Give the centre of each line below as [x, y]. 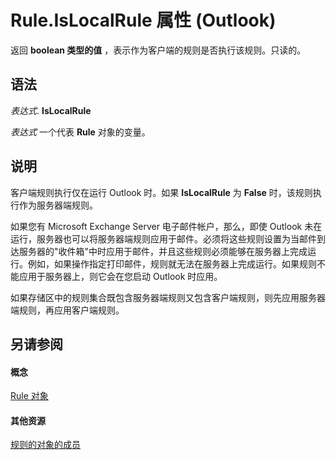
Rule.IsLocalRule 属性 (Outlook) [143, 20]
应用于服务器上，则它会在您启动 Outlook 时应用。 [120, 276]
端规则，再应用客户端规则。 [67, 310]
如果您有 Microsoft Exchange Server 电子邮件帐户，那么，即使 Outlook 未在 [166, 226]
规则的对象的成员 [45, 445]
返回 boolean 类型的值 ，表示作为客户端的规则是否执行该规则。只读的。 [158, 50]
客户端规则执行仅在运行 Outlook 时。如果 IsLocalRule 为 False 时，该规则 [161, 192]
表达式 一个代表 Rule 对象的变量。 [80, 132]
